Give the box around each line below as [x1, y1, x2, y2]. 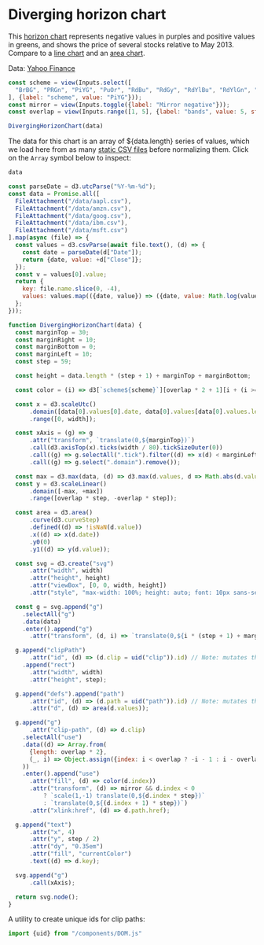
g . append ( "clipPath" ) [15, 647, 86, 655]
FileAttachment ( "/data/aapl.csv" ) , [15, 197, 132, 205]
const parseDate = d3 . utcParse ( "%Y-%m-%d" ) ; [8, 183, 156, 190]
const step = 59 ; [15, 358, 72, 366]
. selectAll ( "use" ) [22, 733, 82, 741]
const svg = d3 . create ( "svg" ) [15, 559, 114, 567]
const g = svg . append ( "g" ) [15, 603, 104, 611]
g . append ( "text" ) [15, 821, 72, 829]
